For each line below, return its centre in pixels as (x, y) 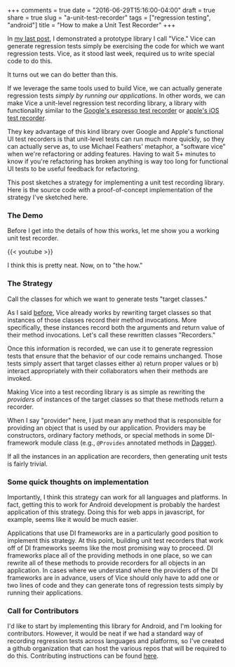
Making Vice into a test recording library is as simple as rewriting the (106, 391)
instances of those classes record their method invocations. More (102, 320)
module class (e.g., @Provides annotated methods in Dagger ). (129, 443)
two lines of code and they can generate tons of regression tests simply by (115, 585)
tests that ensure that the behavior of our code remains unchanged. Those (115, 356)
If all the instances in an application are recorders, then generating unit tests (117, 456)
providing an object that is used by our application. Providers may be (107, 428)
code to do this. (30, 61)
